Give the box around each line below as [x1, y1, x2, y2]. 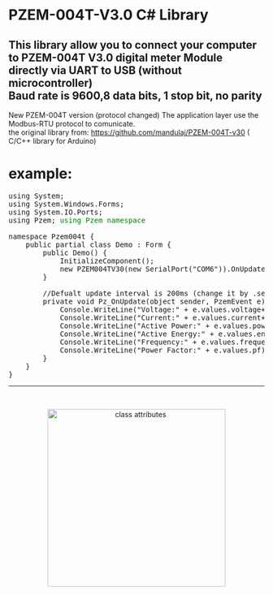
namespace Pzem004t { [8, 231, 95, 241]
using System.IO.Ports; [8, 207, 103, 217]
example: [8, 165, 73, 183]
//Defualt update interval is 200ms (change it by [42, 288, 249, 298]
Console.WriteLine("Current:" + [59, 313, 189, 322]
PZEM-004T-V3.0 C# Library [8, 6, 209, 24]
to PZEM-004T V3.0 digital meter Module [8, 50, 223, 64]
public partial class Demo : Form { [25, 239, 172, 249]
